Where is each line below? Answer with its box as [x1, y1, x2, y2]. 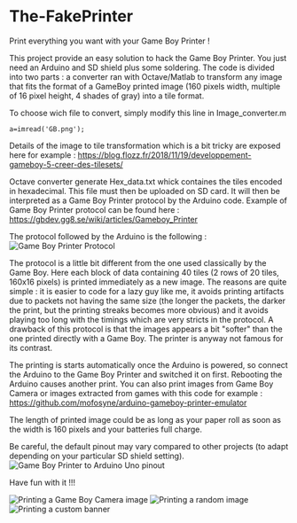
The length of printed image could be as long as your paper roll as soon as [9, 414, 282, 425]
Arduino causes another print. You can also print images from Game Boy [9, 379, 274, 389]
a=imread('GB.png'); [9, 124, 86, 134]
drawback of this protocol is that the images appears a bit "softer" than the [9, 324, 283, 334]
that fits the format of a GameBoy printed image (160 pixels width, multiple [9, 81, 281, 91]
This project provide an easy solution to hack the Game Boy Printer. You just [9, 52, 287, 63]
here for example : [9, 149, 76, 160]
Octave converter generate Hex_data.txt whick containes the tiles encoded [9, 176, 283, 187]
